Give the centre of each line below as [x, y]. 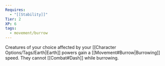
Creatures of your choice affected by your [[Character [61, 47]
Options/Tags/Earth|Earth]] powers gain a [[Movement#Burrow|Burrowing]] [83, 52]
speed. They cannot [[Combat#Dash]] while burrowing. [62, 58]
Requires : [15, 10]
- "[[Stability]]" [29, 14]
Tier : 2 [13, 19]
